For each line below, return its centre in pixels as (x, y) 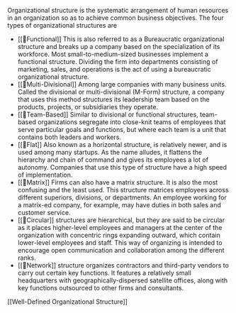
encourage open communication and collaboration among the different (121, 250)
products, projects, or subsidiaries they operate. (88, 107)
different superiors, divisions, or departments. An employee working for (122, 197)
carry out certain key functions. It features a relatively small (104, 273)
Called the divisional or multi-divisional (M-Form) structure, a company (121, 92)
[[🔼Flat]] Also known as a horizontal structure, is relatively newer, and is (122, 144)
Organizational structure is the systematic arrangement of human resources (118, 10)
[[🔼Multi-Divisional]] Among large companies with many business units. (122, 84)
